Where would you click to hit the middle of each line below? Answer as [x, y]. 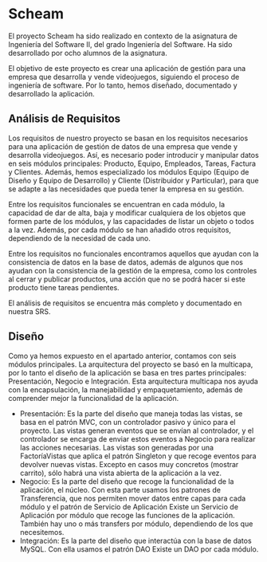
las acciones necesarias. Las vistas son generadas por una [116, 447]
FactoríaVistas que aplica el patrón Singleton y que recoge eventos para [138, 456]
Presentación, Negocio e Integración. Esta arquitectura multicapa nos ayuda [133, 381]
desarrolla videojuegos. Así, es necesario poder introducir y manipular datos [133, 155]
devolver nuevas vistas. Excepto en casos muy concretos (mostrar [129, 464]
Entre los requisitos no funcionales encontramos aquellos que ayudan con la [133, 253]
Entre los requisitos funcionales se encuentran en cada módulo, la [117, 204]
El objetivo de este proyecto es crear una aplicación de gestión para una [127, 68]
